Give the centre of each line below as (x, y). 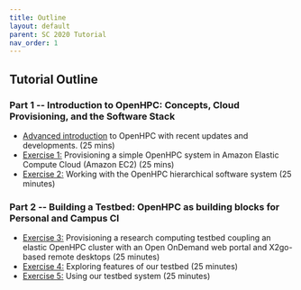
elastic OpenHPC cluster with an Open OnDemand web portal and (145, 248)
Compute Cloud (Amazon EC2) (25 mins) (98, 164)
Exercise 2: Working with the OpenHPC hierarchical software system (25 (157, 174)
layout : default (40, 26)
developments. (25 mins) (68, 145)
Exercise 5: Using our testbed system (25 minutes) (116, 276)
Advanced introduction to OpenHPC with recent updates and (135, 135)
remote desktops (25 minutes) (104, 257)
